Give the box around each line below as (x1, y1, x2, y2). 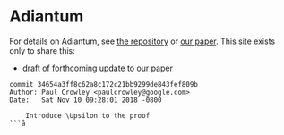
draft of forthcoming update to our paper (22, 63, 173, 73)
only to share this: (9, 45, 76, 55)
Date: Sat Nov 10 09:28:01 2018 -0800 (9, 96, 163, 105)
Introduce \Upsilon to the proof (25, 111, 151, 120)
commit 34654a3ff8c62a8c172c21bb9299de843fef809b (9, 80, 199, 89)
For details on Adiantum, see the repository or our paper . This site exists (9, 36, 276, 46)
